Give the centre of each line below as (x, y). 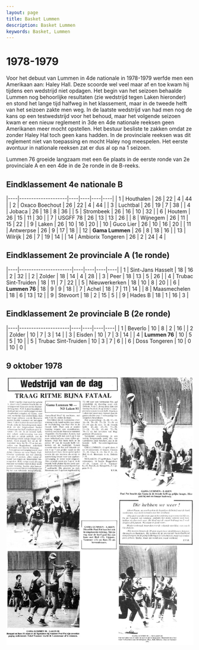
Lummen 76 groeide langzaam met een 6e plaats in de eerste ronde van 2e (98, 159)
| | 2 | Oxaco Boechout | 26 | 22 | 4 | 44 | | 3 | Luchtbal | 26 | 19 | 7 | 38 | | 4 (99, 205)
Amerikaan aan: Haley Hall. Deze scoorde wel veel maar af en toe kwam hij (98, 85)
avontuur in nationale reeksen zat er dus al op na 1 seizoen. (79, 148)
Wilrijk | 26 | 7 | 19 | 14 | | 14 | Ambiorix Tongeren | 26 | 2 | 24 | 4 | (86, 237)
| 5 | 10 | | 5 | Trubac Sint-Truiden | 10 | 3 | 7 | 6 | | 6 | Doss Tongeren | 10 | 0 (99, 341)
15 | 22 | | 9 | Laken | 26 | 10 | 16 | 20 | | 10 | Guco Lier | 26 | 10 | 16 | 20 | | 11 (99, 224)
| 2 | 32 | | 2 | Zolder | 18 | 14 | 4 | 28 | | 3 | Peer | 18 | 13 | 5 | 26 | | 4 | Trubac (100, 276)
